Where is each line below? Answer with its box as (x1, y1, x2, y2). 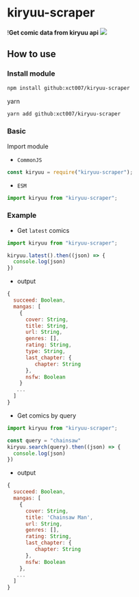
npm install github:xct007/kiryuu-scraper (7, 85, 130, 91)
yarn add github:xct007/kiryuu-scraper (7, 110, 121, 117)
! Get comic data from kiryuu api (7, 28, 99, 36)
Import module (7, 142, 49, 150)
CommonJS (16, 157, 42, 164)
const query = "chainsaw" (7, 437, 81, 444)
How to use (7, 48, 56, 60)
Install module (7, 69, 55, 78)
